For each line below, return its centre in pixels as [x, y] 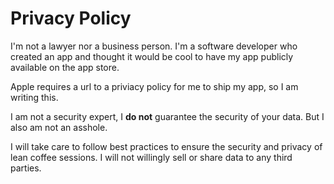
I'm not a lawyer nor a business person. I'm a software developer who [154, 46]
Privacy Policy [71, 18]
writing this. [34, 97]
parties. [26, 168]
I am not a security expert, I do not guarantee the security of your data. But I [167, 116]
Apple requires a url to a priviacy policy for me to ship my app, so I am [154, 86]
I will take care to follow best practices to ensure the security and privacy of [166, 146]
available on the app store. [65, 67]
